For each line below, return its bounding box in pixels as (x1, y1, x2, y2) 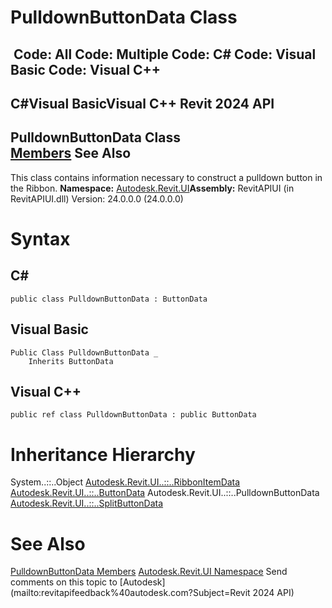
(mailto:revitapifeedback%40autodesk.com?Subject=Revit (10, 587, 251, 599)
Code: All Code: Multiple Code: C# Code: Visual (13, 46, 317, 63)
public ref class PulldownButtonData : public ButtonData (10, 410, 257, 420)
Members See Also (10, 145, 132, 162)
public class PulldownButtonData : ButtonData (10, 294, 208, 304)
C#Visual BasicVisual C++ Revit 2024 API (10, 95, 275, 112)
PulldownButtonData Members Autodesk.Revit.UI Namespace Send (10, 566, 288, 578)
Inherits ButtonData (28, 356, 114, 366)
